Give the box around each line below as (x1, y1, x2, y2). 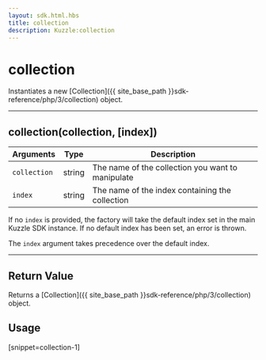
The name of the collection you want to (92, 162, 237, 173)
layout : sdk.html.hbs (8, 11, 80, 20)
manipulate (92, 172, 134, 183)
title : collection (8, 19, 69, 27)
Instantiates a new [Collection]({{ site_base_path (8, 86, 167, 96)
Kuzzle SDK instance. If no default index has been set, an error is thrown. (8, 223, 247, 233)
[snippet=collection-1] (8, 342, 81, 352)
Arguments (12, 149, 55, 160)
